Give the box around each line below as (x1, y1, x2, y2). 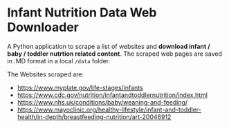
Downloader (7, 19, 80, 35)
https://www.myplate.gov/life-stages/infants (17, 83, 143, 92)
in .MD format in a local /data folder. (7, 56, 111, 65)
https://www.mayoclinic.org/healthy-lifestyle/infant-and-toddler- (17, 105, 202, 114)
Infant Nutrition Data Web (7, 5, 157, 21)
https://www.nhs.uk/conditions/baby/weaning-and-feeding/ (17, 98, 188, 106)
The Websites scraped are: (7, 70, 84, 78)
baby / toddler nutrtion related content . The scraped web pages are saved (7, 50, 223, 58)
